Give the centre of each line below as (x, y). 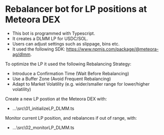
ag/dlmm (21, 54)
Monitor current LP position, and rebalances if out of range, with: (71, 118)
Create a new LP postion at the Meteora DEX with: (56, 99)
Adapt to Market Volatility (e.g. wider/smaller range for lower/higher (81, 84)
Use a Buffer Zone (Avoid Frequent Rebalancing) (61, 79)
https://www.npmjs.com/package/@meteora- (112, 49)
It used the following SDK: (39, 49)
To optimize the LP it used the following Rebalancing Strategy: (68, 64)
